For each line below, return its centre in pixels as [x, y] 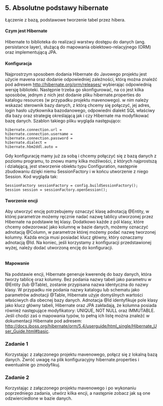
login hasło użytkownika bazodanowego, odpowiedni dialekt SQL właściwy [80, 111]
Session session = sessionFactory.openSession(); [56, 190]
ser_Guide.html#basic [27, 331]
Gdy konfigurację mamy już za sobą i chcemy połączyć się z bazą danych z [81, 156]
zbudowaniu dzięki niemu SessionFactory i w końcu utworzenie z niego [77, 172]
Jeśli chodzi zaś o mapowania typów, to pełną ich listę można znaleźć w [77, 315]
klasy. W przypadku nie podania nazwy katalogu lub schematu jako [72, 289]
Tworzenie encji [21, 201]
